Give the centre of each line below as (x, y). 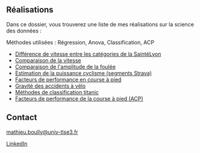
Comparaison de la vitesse (48, 60)
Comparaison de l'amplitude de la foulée (65, 67)
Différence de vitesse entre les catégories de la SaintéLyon (88, 54)
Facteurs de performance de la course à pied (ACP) (79, 98)
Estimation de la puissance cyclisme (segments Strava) (83, 73)
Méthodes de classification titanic (57, 92)
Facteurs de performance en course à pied (68, 79)
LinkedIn (17, 143)
